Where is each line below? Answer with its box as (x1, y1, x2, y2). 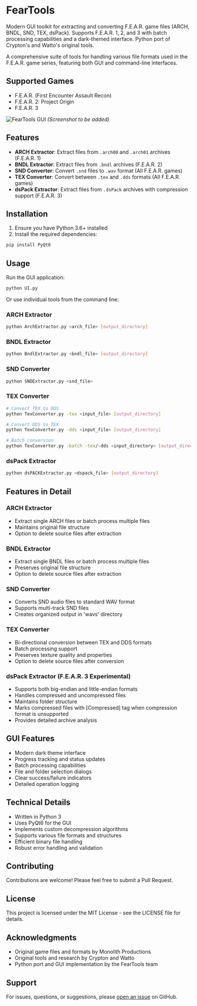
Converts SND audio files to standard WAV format (14, 598, 135, 605)
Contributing (6, 861, 54, 872)
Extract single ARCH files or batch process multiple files (14, 517, 150, 524)
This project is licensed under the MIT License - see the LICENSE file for (6, 909, 181, 916)
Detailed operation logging (14, 780, 79, 787)
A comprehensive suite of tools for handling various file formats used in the (6, 53, 188, 60)
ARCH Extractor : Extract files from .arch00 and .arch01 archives (14, 148, 171, 156)
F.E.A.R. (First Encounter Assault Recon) (14, 92, 112, 99)
